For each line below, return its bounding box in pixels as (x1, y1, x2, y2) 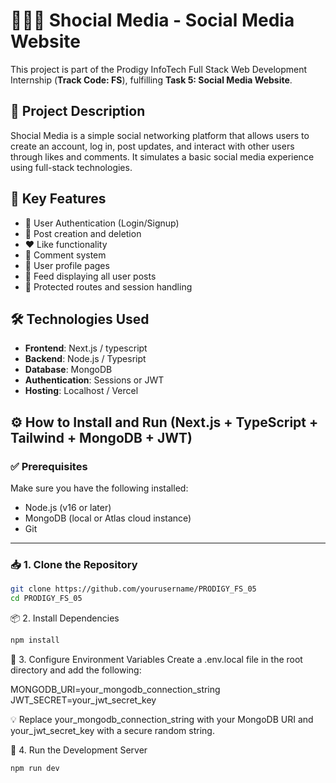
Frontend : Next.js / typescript (24, 342, 148, 354)
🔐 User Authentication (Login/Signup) (24, 217, 180, 229)
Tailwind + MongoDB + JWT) (10, 429, 193, 446)
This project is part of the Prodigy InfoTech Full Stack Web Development (10, 63, 308, 75)
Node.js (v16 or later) (24, 502, 112, 514)
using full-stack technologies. (10, 161, 133, 173)
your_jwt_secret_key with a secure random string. (10, 724, 215, 736)
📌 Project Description (10, 103, 146, 120)
